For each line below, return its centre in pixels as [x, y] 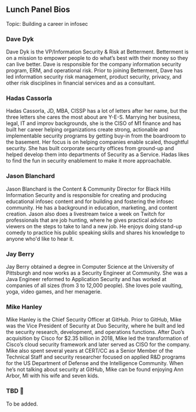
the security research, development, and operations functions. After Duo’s [95, 332]
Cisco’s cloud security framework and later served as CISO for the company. [98, 345]
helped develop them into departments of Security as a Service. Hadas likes [98, 154]
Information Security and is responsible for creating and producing [86, 195]
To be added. [22, 404]
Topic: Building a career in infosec [47, 23]
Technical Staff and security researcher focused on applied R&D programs [96, 357]
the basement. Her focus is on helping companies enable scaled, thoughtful [97, 142]
